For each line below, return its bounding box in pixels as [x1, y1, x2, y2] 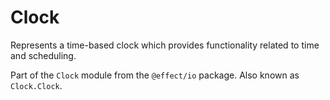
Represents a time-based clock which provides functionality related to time [10, 39, 320, 51]
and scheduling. [10, 49, 77, 61]
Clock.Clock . [10, 79, 63, 91]
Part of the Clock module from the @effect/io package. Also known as [10, 69, 300, 81]
